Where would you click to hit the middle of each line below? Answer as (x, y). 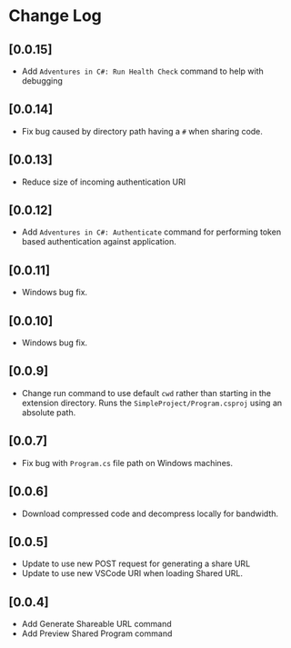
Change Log (55, 16)
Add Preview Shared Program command (97, 633)
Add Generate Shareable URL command (96, 624)
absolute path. (49, 412)
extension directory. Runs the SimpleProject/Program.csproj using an (152, 403)
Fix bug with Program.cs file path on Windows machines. (127, 463)
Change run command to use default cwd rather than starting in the (146, 393)
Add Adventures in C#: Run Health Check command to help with (143, 71)
